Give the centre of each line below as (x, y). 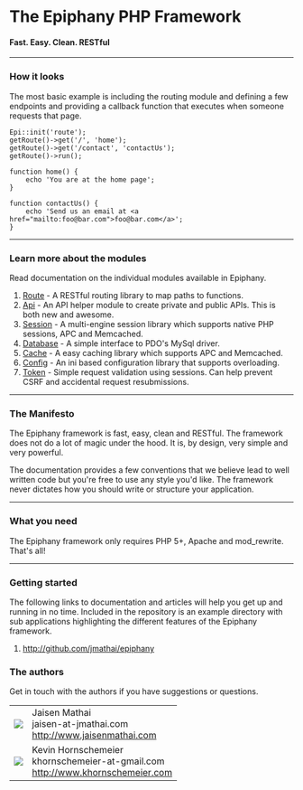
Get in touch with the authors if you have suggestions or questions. (134, 691)
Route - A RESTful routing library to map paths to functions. (133, 295)
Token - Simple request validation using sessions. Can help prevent (147, 371)
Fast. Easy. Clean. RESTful (60, 42)
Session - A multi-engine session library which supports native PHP (148, 324)
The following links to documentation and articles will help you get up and (146, 602)
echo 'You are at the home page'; (90, 179)
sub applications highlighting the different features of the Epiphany (133, 621)
